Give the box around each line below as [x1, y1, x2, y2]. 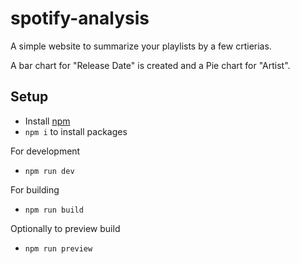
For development [10, 145, 81, 157]
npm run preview [24, 243, 93, 254]
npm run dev [24, 166, 75, 176]
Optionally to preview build [10, 222, 121, 234]
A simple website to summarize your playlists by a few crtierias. [10, 40, 272, 52]
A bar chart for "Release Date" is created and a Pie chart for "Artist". [10, 59, 291, 71]
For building [10, 183, 60, 196]
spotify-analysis [10, 7, 150, 30]
